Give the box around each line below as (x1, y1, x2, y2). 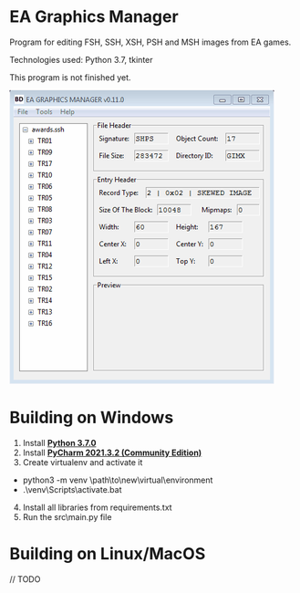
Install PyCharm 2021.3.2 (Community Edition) (22, 447, 202, 458)
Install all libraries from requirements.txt (22, 502, 172, 513)
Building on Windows (9, 408, 174, 428)
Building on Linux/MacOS (9, 544, 206, 565)
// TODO (9, 573, 41, 585)
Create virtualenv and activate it (22, 456, 143, 467)
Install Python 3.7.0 (22, 437, 97, 448)
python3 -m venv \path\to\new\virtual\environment (22, 474, 213, 485)
